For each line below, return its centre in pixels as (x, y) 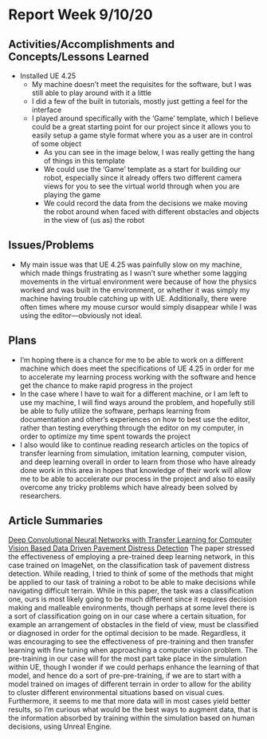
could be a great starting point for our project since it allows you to (141, 127)
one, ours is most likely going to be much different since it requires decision (133, 599)
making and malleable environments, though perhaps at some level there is (132, 608)
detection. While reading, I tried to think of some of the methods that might (131, 574)
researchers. (41, 495)
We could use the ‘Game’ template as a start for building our (142, 169)
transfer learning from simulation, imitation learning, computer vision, (133, 453)
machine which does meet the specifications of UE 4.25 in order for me (137, 368)
